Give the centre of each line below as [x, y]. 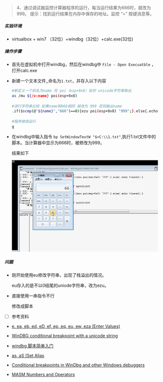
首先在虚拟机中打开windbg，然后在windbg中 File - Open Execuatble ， [84, 64]
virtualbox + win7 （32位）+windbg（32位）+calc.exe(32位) [72, 39]
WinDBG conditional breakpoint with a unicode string [65, 336]
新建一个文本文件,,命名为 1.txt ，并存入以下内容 [59, 80]
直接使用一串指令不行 [33, 296]
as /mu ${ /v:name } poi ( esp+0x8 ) [44, 96]
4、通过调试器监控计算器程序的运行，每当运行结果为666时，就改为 [84, 8]
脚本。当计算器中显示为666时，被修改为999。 [58, 142]
